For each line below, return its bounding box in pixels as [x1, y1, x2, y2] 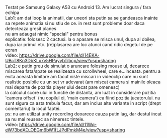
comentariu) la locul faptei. [5, 105, 61, 111]
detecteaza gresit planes [5, 26, 57, 32]
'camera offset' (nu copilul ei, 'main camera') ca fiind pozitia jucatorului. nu [5, 95, 160, 101]
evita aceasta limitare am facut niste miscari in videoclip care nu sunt [5, 74, 148, 79]
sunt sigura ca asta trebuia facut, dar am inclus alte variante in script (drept [5, 100, 161, 106]
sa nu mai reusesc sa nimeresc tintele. [5, 116, 85, 122]
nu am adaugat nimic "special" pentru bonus [5, 31, 98, 37]
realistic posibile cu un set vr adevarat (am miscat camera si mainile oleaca [5, 79, 161, 85]
